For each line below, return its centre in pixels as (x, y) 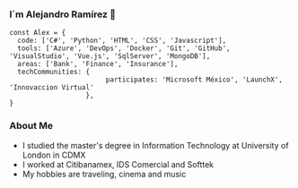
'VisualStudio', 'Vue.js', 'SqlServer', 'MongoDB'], (110, 56)
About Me (31, 126)
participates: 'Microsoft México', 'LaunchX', (194, 80)
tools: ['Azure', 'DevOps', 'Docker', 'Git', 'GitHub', (124, 48)
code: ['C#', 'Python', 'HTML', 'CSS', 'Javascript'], (122, 41)
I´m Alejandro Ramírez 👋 (63, 14)
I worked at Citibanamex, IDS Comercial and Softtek (118, 164)
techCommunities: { (54, 72)
